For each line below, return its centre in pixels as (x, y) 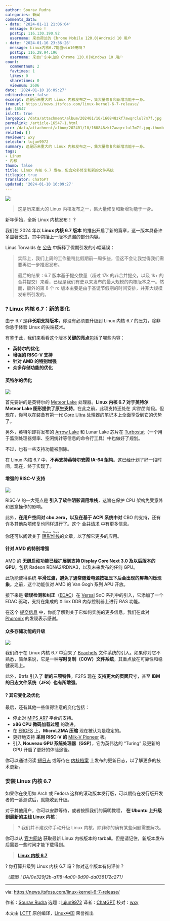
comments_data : (21, 19)
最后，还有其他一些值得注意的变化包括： (47, 707)
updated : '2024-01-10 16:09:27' (39, 185)
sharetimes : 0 (25, 81)
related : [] (18, 132)
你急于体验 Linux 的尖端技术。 (37, 327)
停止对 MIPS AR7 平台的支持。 (44, 718)
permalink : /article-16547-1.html (42, 123)
